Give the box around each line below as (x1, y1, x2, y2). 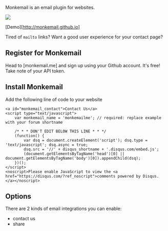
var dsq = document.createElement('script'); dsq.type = (24, 138, 148, 143)
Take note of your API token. (5, 68, 66, 74)
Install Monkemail (5, 83, 63, 91)
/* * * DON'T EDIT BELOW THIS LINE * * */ (14, 128, 107, 134)
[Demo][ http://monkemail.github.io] (5, 24, 80, 30)
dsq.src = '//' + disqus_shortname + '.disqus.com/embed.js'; (24, 146, 159, 152)
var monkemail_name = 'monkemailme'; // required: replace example (14, 115, 161, 120)
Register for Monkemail (5, 49, 82, 57)
